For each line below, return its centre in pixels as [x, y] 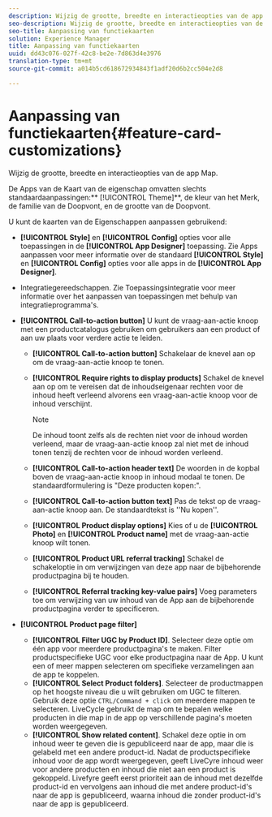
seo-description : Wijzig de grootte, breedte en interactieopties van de [136, 24]
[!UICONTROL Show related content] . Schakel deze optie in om [139, 734]
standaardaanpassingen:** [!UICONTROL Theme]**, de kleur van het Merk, [134, 197]
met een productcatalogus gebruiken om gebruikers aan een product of [140, 329]
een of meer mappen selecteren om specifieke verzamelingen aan [143, 665]
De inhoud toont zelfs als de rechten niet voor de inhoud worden [140, 435]
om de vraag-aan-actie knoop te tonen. [98, 362]
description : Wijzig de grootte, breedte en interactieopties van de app [136, 16]
